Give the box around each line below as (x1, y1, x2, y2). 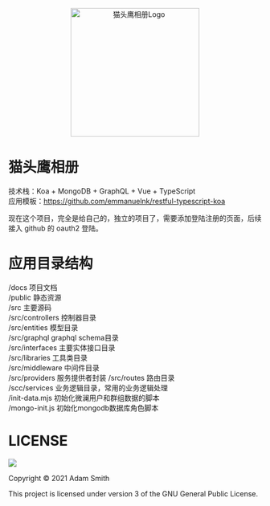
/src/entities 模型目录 (8, 322, 79, 333)
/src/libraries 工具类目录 (8, 353, 88, 362)
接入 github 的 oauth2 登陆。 (8, 223, 103, 233)
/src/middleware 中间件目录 (8, 362, 100, 373)
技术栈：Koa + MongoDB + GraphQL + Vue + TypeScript (8, 186, 196, 196)
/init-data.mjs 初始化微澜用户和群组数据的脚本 (8, 393, 160, 402)
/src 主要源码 (8, 302, 52, 312)
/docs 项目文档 (8, 282, 58, 292)
